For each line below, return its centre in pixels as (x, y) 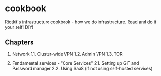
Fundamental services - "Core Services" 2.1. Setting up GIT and (75, 63)
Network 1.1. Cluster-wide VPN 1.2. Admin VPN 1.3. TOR (67, 54)
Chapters (19, 42)
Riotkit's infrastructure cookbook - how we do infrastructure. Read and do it (81, 22)
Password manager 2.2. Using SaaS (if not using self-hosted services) (82, 68)
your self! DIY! (19, 27)
